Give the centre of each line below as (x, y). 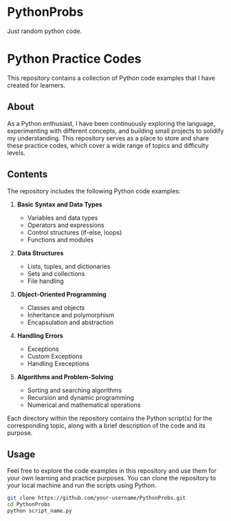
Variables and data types (63, 217)
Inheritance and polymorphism (71, 315)
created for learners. (36, 85)
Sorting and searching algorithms (75, 390)
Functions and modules (60, 240)
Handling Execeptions (58, 363)
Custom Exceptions (55, 356)
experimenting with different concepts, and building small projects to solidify (115, 131)
